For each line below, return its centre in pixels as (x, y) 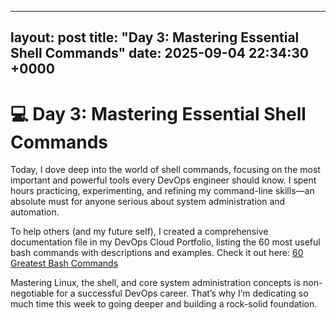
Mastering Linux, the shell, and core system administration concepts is (156, 283)
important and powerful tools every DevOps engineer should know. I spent (163, 180)
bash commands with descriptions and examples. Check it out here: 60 (157, 253)
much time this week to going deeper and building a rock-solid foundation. (164, 304)
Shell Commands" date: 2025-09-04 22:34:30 (159, 53)
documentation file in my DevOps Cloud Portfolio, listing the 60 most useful (165, 242)
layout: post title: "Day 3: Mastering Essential (155, 37)
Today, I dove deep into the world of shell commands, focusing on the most (165, 170)
